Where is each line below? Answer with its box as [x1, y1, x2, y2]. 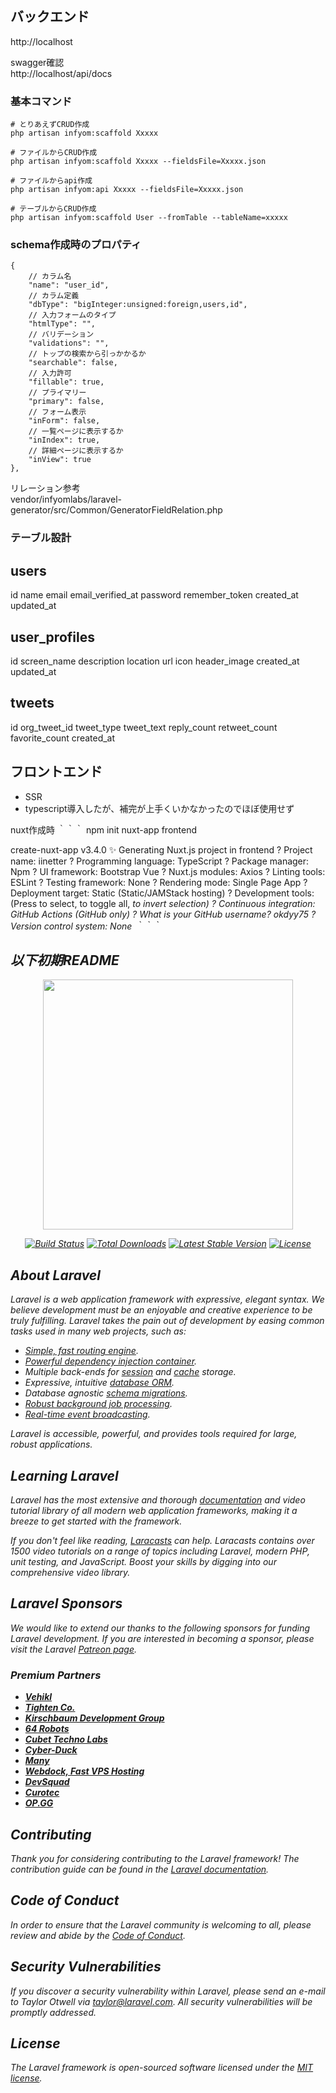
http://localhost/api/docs [10, 67, 113, 79]
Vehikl [24, 1691, 53, 1703]
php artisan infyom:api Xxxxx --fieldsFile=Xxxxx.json [10, 185, 244, 195]
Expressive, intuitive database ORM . [24, 1377, 175, 1389]
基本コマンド [10, 94, 73, 108]
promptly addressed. [10, 2006, 97, 2018]
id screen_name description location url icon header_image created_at [10, 655, 300, 667]
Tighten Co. [24, 1702, 76, 1714]
